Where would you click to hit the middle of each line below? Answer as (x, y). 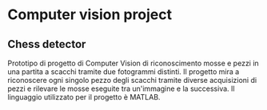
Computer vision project (90, 15)
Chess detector (47, 44)
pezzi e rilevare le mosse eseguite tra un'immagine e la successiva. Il (121, 88)
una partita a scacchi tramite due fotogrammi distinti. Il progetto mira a (124, 72)
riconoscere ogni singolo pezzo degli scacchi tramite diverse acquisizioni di (132, 80)
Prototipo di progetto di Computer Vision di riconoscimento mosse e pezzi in (133, 63)
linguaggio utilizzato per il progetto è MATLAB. (84, 97)
